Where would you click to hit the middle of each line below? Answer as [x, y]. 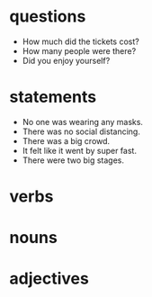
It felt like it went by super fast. [80, 150]
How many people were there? [79, 50]
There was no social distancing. [81, 131]
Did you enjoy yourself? [66, 60]
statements [53, 97]
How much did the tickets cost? [80, 41]
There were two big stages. [73, 160]
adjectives [49, 279]
